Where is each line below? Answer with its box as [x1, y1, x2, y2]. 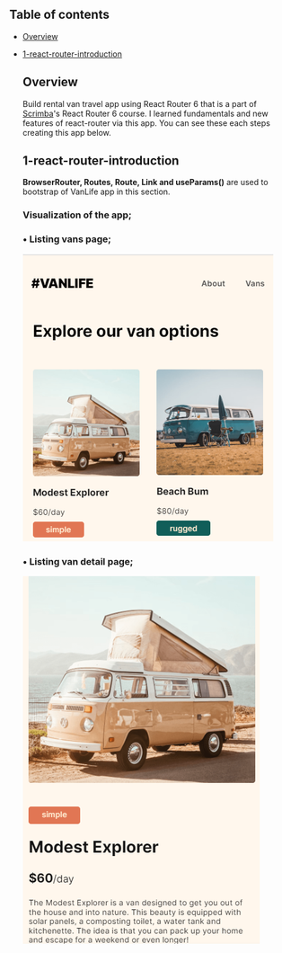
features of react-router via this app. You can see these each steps [22, 117, 271, 129]
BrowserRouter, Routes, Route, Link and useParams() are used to [22, 177, 269, 188]
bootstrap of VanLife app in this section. [22, 186, 171, 197]
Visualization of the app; [22, 209, 132, 221]
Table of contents [9, 7, 110, 22]
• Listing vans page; [22, 233, 112, 245]
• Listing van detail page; [22, 555, 134, 567]
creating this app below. [22, 127, 112, 138]
